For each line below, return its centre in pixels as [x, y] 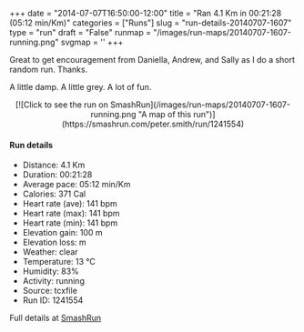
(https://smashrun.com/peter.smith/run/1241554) [153, 124]
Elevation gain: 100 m [62, 233]
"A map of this [165, 114]
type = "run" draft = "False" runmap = [81, 32]
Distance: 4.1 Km [54, 165]
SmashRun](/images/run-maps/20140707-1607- [201, 105]
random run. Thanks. [49, 69]
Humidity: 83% [51, 271]
